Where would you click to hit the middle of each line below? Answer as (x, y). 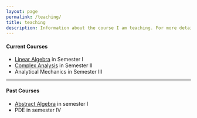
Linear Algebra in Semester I (49, 60)
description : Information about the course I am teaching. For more (91, 28)
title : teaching (26, 22)
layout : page (22, 11)
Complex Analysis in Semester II (53, 65)
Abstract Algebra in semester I (51, 103)
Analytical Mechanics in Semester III (58, 72)
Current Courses (27, 46)
